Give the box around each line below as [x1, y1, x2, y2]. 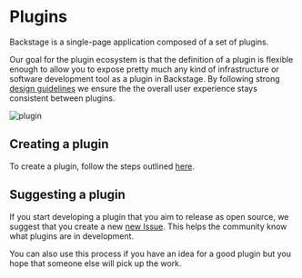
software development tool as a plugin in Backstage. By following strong [9, 73, 280, 84]
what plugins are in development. [9, 230, 135, 242]
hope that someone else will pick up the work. [9, 257, 182, 269]
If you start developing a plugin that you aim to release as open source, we [9, 211, 289, 222]
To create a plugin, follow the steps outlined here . [9, 161, 196, 172]
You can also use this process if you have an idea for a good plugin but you [9, 248, 292, 259]
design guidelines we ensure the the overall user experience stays [9, 83, 257, 94]
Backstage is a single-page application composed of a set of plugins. [9, 36, 269, 47]
